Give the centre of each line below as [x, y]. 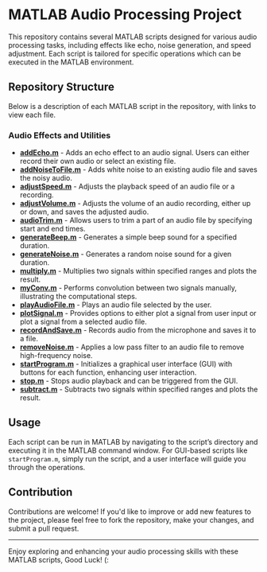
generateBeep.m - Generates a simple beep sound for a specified [128, 237]
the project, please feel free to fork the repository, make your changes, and [131, 519]
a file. [29, 339]
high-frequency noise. [56, 356]
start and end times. [52, 229]
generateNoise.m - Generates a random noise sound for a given [126, 254]
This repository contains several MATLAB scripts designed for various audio [133, 37]
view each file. [32, 115]
